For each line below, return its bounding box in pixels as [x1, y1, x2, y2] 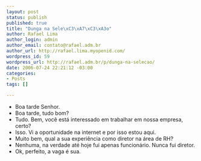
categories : [6, 70, 36, 76]
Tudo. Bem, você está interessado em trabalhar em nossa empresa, [14, 116, 183, 123]
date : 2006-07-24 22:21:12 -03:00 [6, 64, 94, 71]
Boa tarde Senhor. [14, 103, 60, 110]
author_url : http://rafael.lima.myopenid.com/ [6, 48, 126, 54]
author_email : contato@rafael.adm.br [6, 43, 101, 49]
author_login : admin [6, 37, 59, 43]
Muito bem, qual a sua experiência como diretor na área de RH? [14, 135, 174, 142]
